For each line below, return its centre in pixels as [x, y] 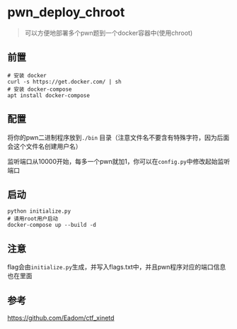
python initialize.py [39, 211]
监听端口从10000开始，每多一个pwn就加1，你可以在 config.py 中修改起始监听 [119, 161]
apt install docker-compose [49, 95]
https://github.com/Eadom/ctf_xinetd [61, 318]
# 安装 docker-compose [40, 89]
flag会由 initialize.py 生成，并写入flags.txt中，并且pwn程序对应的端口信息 [117, 267]
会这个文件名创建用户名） [45, 146]
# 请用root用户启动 [33, 219]
